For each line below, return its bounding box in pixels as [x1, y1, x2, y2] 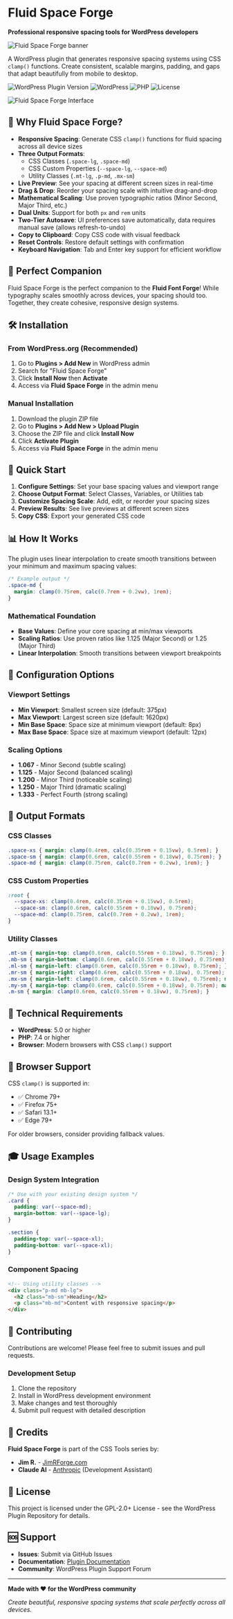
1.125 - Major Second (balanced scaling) [17, 768, 133, 776]
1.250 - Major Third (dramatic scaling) [17, 782, 127, 791]
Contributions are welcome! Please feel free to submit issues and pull [8, 1344, 205, 1352]
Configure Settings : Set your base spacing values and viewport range [17, 482, 218, 491]
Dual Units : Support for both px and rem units [17, 208, 146, 216]
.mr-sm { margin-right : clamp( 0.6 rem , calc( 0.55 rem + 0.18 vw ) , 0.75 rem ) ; [8, 969, 225, 976]
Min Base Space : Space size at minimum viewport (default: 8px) [17, 720, 202, 728]
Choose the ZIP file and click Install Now [17, 429, 134, 437]
